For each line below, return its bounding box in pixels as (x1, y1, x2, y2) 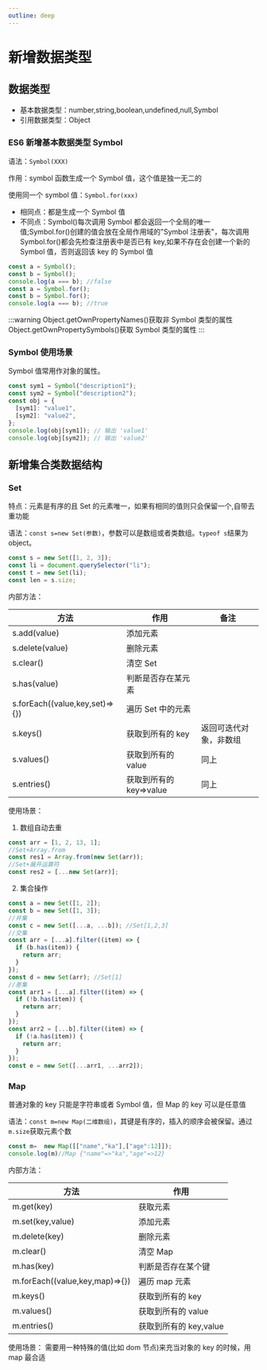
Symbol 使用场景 (8, 347, 73, 358)
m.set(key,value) (12, 1216, 75, 1227)
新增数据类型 (8, 49, 93, 66)
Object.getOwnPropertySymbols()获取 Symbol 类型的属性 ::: (8, 325, 205, 335)
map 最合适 (8, 1353, 46, 1362)
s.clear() (12, 657, 44, 668)
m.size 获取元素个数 (8, 1127, 72, 1136)
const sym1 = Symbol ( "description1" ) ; (8, 382, 137, 390)
